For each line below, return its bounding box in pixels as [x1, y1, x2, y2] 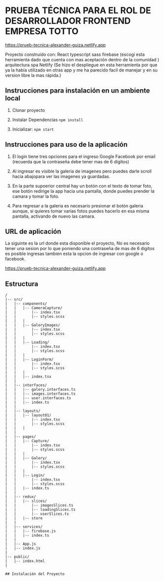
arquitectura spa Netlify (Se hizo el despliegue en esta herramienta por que [5, 62, 158, 68]
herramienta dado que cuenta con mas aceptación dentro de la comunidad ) [5, 56, 160, 62]
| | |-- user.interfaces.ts [5, 396, 71, 401]
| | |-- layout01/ [5, 413, 52, 418]
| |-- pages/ [5, 434, 36, 439]
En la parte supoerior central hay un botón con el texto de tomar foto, [12, 183, 153, 189]
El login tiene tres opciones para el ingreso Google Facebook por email [12, 153, 156, 159]
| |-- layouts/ [5, 408, 41, 414]
